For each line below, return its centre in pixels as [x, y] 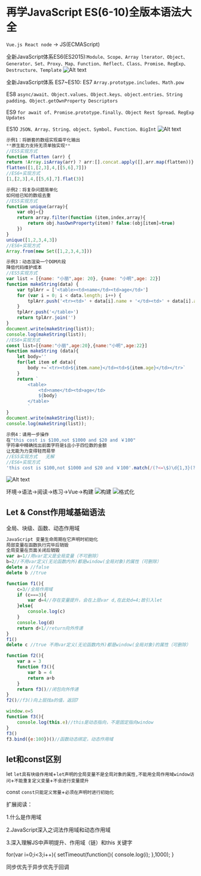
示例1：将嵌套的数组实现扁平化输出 [43, 140]
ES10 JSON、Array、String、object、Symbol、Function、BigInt [81, 129]
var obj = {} [31, 212]
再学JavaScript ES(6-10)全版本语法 [94, 12]
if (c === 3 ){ [32, 595]
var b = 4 [40, 672]
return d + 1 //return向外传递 [50, 628]
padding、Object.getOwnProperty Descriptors [62, 101]
